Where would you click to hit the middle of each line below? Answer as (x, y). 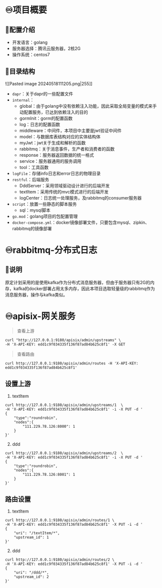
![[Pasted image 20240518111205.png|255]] (49, 83)
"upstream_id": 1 (31, 538)
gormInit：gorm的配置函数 (46, 118)
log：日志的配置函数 (40, 124)
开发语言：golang (30, 42)
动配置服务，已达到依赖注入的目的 (54, 112)
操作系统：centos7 (31, 55)
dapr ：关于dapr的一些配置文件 (42, 94)
